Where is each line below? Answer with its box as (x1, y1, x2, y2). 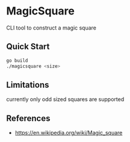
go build (6, 57, 28, 64)
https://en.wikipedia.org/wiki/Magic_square (14, 129, 123, 137)
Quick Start (6, 42, 50, 52)
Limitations (6, 79, 49, 90)
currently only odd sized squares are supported (6, 96, 125, 103)
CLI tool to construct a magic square (6, 24, 97, 31)
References (6, 113, 51, 123)
